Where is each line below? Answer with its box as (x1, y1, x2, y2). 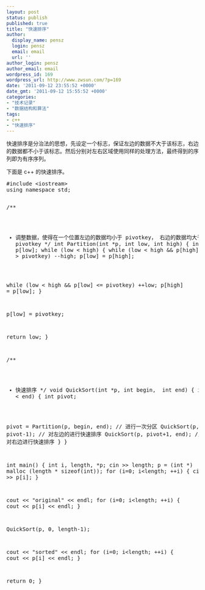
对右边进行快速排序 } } (6, 439, 68, 445)
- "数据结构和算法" (6, 105, 49, 112)
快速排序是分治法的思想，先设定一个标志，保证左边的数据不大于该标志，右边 (6, 140, 199, 147)
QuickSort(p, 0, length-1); (6, 526, 90, 533)
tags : (6, 111, 20, 117)
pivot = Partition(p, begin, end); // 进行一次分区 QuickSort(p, (6, 423, 200, 430)
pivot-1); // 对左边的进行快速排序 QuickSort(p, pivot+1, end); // (6, 431, 201, 438)
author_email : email (6, 65, 59, 72)
